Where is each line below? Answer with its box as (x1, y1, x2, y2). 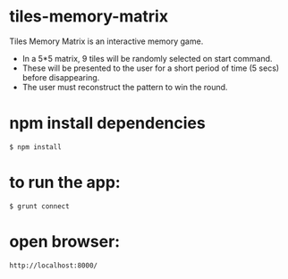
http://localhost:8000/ (9, 261, 98, 270)
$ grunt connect (9, 201, 70, 211)
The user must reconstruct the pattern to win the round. (21, 81, 228, 92)
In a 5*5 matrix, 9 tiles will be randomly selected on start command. (21, 53, 273, 63)
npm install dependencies (9, 114, 206, 133)
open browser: (9, 232, 121, 251)
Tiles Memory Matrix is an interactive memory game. (9, 36, 204, 46)
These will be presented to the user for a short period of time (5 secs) (21, 63, 280, 73)
